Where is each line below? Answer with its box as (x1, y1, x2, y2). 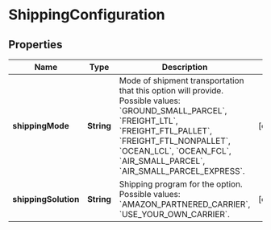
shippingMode (12, 121, 70, 131)
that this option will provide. (119, 85, 224, 96)
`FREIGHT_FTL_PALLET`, (119, 125, 212, 136)
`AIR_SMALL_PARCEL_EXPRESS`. (119, 166, 245, 176)
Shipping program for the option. (119, 179, 244, 190)
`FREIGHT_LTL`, (119, 115, 178, 126)
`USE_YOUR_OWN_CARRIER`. (119, 209, 230, 220)
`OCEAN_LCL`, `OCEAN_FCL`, (119, 146, 231, 156)
